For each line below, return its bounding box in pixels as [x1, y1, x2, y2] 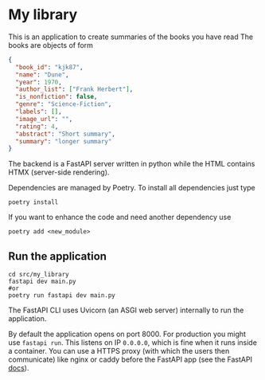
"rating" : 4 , [15, 122, 59, 131]
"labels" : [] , [15, 108, 62, 116]
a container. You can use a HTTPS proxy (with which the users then [8, 347, 230, 356]
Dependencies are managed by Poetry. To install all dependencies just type [8, 183, 256, 193]
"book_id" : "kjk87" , [15, 63, 84, 71]
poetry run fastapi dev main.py [8, 292, 115, 300]
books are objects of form [8, 40, 94, 49]
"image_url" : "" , [15, 115, 73, 123]
